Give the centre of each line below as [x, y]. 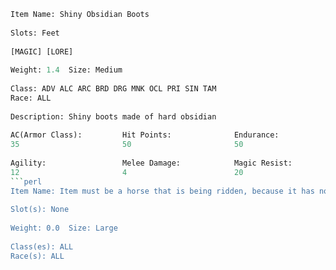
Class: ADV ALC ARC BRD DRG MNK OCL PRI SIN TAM [113, 89]
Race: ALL [31, 98]
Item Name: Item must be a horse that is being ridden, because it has [162, 191]
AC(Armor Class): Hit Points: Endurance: [145, 135]
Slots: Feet [35, 33]
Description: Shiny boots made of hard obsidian [113, 116]
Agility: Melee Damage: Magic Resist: [151, 163]
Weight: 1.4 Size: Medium [66, 70]
